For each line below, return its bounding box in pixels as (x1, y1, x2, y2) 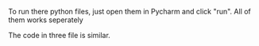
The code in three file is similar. (8, 31, 111, 40)
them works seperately (8, 15, 83, 25)
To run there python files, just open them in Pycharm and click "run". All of (8, 7, 252, 16)
